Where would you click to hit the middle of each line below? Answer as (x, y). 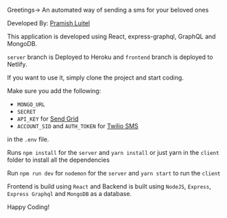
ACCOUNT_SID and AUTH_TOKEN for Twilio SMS (77, 126)
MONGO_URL (31, 105)
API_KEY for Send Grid (48, 119)
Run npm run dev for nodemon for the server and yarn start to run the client (114, 173)
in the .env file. (28, 139)
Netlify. (17, 64)
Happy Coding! (28, 207)
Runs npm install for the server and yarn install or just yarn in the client (113, 153)
